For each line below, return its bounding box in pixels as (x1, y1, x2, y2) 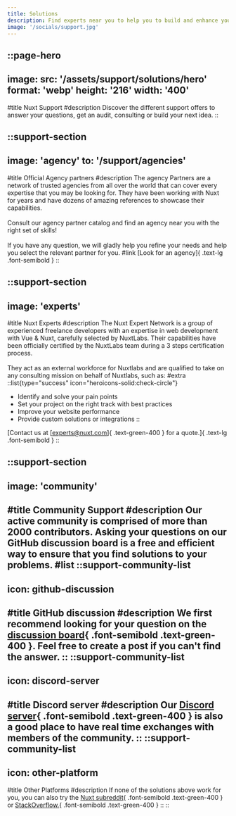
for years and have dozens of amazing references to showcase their (7, 196, 205, 204)
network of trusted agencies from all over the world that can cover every (7, 181, 218, 189)
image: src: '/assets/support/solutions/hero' (7, 73, 207, 85)
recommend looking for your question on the (7, 617, 207, 630)
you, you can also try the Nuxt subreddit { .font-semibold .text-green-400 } (7, 793, 223, 801)
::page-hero (7, 49, 61, 61)
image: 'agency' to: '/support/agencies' (7, 155, 186, 167)
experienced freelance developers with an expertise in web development (7, 326, 218, 334)
